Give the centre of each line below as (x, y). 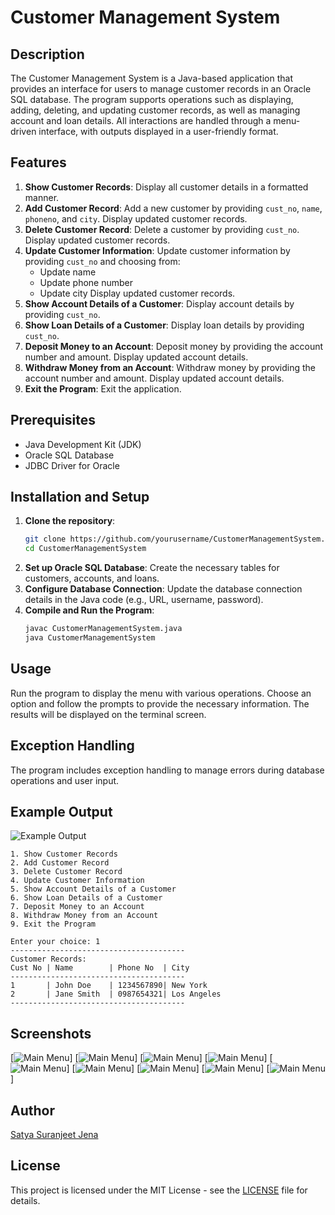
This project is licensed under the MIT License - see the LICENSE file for (159, 1190)
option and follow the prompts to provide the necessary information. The (160, 703)
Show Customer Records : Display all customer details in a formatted (166, 187)
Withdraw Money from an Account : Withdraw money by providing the (170, 367)
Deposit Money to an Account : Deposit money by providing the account (174, 346)
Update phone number (86, 282)
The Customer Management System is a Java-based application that (151, 78)
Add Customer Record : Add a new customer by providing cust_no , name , (173, 208)
